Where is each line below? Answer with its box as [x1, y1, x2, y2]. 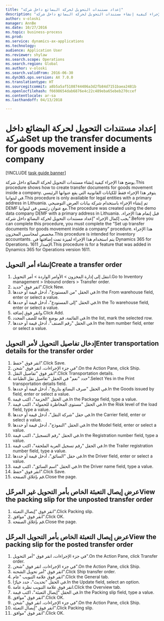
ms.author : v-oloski [5, 66, 48, 71]
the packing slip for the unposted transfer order [5, 495, 153, 504]
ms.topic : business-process [5, 30, 63, 35]
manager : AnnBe [5, 20, 36, 26]
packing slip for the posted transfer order [5, 540, 133, 548]
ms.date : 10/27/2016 [5, 25, 48, 30]
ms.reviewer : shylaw [5, 52, 48, 57]
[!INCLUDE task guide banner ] [5, 170, 66, 176]
